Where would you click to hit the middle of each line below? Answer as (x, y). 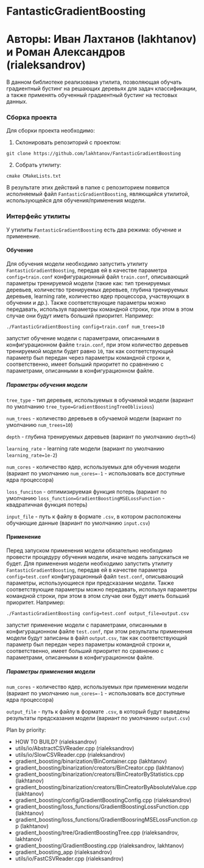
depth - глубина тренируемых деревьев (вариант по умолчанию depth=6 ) (101, 436)
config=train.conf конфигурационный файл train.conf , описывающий (97, 277)
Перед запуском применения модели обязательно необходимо (90, 550)
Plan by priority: (26, 730)
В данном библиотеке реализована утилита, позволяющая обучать (94, 82)
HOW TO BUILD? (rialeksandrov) (56, 742)
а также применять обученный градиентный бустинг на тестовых (92, 95)
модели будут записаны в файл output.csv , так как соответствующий (97, 638)
